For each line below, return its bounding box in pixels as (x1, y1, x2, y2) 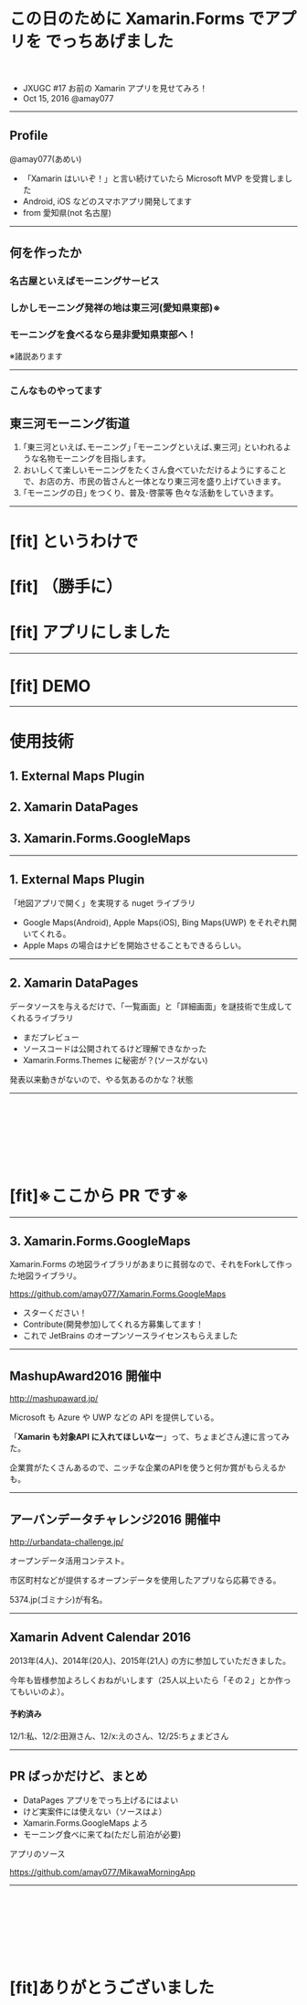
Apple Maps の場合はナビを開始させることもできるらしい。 (22, 939, 247, 951)
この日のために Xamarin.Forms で (9, 8, 265, 29)
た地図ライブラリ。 (9, 1270, 82, 1281)
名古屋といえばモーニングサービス (9, 275, 160, 288)
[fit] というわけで (9, 531, 139, 552)
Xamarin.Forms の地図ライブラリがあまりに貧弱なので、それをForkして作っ (9, 1259, 293, 1270)
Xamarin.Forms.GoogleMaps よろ (22, 1817, 149, 1829)
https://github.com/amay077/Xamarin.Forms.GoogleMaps (9, 1288, 227, 1299)
